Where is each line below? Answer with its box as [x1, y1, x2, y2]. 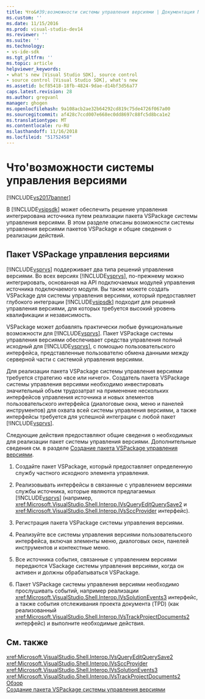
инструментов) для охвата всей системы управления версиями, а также [6, 406, 197, 414]
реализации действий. [6, 231, 65, 239]
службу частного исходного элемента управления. [15, 469, 149, 476]
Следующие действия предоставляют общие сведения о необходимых [6, 431, 193, 438]
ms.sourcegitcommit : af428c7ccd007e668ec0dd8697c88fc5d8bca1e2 [6, 111, 171, 118]
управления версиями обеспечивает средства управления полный [6, 336, 182, 343]
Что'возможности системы [6, 160, 154, 174]
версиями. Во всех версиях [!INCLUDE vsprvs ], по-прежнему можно [6, 272, 184, 279]
